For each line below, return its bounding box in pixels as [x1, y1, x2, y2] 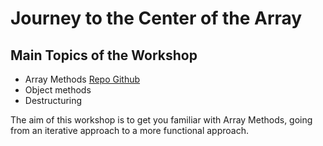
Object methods [24, 84, 92, 96]
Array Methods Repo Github [24, 73, 141, 85]
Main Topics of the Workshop [10, 47, 198, 64]
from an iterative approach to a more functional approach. [10, 125, 250, 136]
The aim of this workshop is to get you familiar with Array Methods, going [10, 114, 313, 126]
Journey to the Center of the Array [10, 7, 303, 30]
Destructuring [24, 95, 83, 106]
